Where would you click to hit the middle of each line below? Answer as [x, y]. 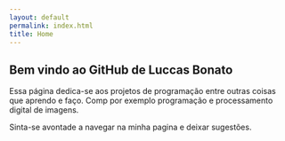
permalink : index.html [51, 26]
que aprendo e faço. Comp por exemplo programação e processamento [141, 101]
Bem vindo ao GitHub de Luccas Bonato [121, 70]
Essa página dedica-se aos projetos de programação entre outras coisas [142, 91]
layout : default [39, 17]
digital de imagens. [44, 110]
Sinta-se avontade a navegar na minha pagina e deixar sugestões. [130, 127]
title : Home [31, 34]
